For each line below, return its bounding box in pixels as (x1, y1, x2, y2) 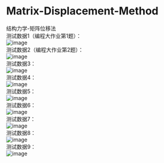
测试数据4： (6, 74, 37, 81)
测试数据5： (6, 87, 36, 95)
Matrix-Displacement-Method (6, 4, 159, 18)
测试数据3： (6, 60, 36, 67)
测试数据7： (6, 115, 36, 122)
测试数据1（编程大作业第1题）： (6, 32, 82, 40)
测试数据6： (6, 101, 36, 108)
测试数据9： (6, 143, 36, 150)
